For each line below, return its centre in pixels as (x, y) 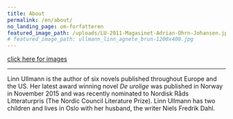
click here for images (37, 59)
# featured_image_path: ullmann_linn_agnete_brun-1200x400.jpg (101, 39)
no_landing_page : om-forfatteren (55, 26)
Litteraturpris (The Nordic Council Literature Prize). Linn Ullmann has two (111, 101)
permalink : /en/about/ (40, 20)
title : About (26, 13)
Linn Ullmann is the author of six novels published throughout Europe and (112, 79)
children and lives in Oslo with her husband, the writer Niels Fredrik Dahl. (111, 109)
